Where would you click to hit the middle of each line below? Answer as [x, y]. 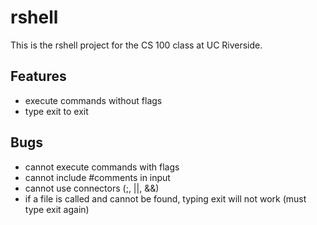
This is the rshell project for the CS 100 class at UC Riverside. [136, 45]
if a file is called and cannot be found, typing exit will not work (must [165, 198]
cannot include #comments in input [97, 177]
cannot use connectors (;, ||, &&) [92, 188]
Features [38, 76]
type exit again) [57, 209]
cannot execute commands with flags [102, 167]
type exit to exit [56, 111]
